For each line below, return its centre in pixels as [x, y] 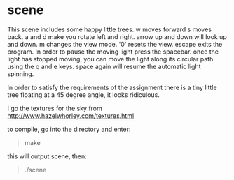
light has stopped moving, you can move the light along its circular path [110, 59]
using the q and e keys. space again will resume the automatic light [104, 66]
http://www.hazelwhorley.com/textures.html [71, 115]
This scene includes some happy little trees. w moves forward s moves [110, 29]
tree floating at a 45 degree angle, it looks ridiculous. [83, 95]
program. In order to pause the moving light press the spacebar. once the [113, 52]
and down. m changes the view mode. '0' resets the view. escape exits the [115, 44]
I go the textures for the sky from [55, 108]
